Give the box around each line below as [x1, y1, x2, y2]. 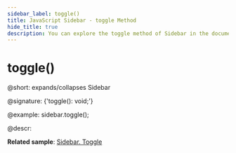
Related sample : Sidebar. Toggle [7, 138, 103, 146]
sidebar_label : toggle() [7, 10, 80, 18]
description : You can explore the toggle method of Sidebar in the [7, 29, 209, 37]
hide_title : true [7, 23, 58, 30]
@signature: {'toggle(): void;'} [7, 97, 93, 105]
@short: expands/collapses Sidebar [7, 84, 111, 92]
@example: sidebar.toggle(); [7, 110, 89, 119]
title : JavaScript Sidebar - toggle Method [7, 17, 137, 24]
